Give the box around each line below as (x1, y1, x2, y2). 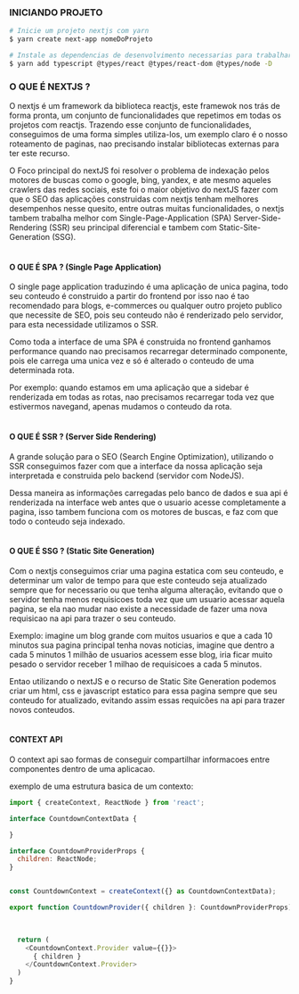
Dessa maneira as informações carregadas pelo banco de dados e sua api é (9, 487, 288, 498)
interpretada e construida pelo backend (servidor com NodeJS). (9, 470, 245, 481)
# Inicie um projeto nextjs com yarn (9, 27, 149, 36)
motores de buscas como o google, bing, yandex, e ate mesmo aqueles (9, 175, 271, 186)
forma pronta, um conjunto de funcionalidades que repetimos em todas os (9, 110, 282, 121)
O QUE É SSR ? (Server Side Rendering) (9, 431, 158, 442)
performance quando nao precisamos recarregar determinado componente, (9, 346, 288, 357)
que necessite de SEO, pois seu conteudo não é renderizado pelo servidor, (9, 310, 284, 320)
